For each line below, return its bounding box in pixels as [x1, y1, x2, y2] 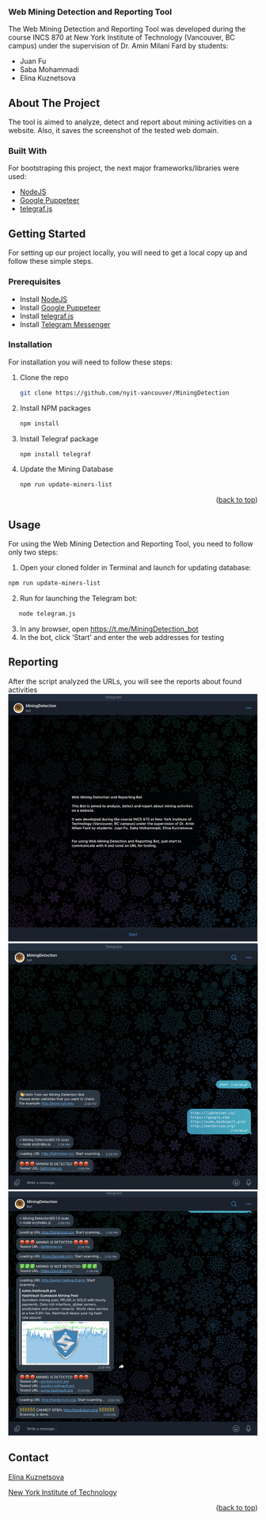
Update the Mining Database [19, 464, 113, 474]
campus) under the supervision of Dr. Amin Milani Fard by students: [8, 41, 229, 51]
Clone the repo [19, 372, 69, 382]
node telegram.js [18, 610, 77, 618]
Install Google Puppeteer [19, 303, 101, 312]
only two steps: [8, 547, 59, 557]
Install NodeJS [19, 294, 68, 303]
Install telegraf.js [19, 311, 74, 321]
